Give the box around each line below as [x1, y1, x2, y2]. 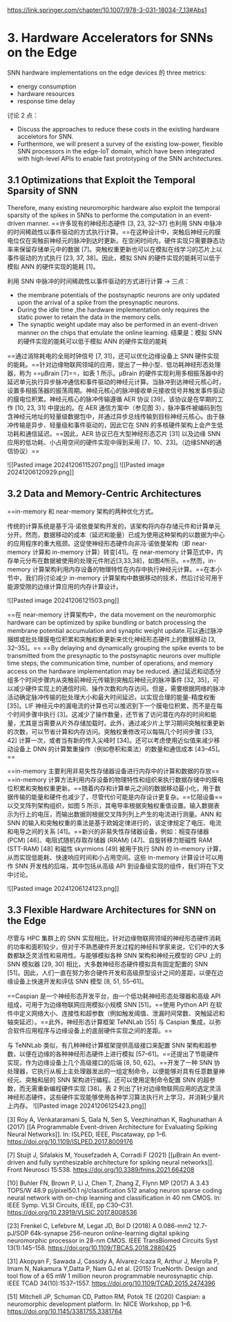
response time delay [17, 97, 76, 105]
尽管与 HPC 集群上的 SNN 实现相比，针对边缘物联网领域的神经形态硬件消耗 [7, 934, 222, 943]
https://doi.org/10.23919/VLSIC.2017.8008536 [7, 1209, 137, 1217]
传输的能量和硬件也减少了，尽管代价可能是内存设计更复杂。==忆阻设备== [12, 793, 223, 801]
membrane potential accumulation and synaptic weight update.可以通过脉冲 [7, 626, 223, 634]
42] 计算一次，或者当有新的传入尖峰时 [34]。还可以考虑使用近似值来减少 [7, 736, 214, 744]
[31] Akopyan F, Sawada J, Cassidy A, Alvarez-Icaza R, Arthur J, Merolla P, [7, 1257, 220, 1265]
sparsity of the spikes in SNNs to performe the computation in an [7, 211, 192, 219]
